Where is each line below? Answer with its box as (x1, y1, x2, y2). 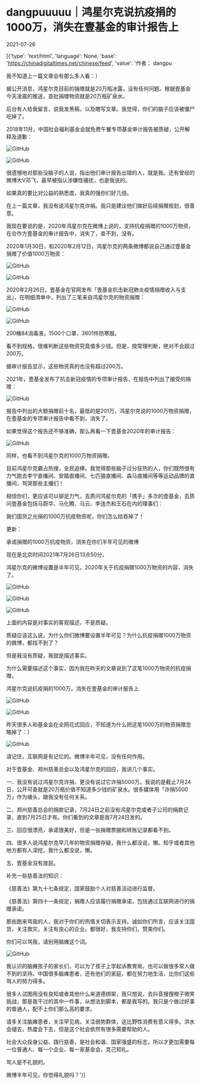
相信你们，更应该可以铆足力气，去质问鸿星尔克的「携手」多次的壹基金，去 (6, 492, 190, 499)
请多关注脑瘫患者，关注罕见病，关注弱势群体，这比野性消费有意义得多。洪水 (6, 1018, 195, 1025)
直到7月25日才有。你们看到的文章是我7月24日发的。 (16, 813, 146, 821)
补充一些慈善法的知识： (6, 872, 64, 879)
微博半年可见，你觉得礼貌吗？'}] (6, 1071, 86, 1078)
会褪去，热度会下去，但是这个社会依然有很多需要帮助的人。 (6, 1025, 153, 1032)
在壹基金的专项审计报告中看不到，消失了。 (6, 415, 111, 422)
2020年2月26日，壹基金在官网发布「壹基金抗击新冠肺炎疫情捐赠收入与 (6, 286, 181, 293)
